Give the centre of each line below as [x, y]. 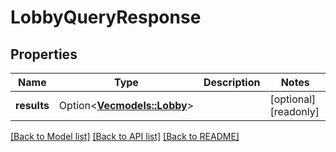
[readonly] [294, 111]
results [32, 105]
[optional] [293, 99]
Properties [44, 54]
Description [232, 82]
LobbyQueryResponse [106, 17]
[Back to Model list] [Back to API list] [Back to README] [125, 136]
